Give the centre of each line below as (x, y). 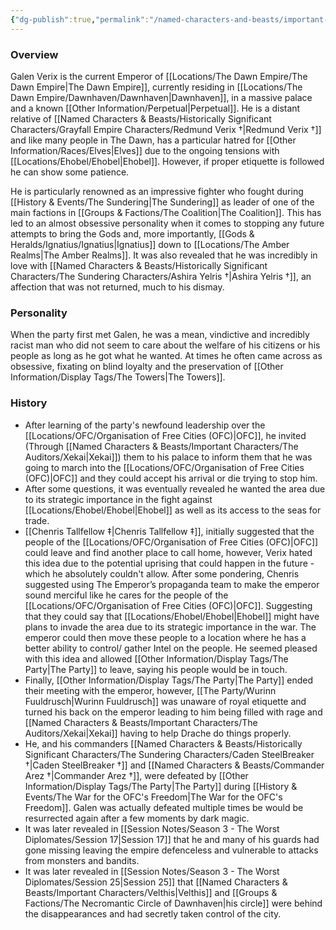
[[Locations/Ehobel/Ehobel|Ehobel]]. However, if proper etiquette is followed (167, 161)
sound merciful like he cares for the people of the (126, 595)
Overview (34, 54)
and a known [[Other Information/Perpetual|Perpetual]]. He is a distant (155, 108)
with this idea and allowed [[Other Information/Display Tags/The (156, 658)
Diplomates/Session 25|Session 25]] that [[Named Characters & (156, 882)
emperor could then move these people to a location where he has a (165, 637)
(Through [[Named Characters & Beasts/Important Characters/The (161, 446)
